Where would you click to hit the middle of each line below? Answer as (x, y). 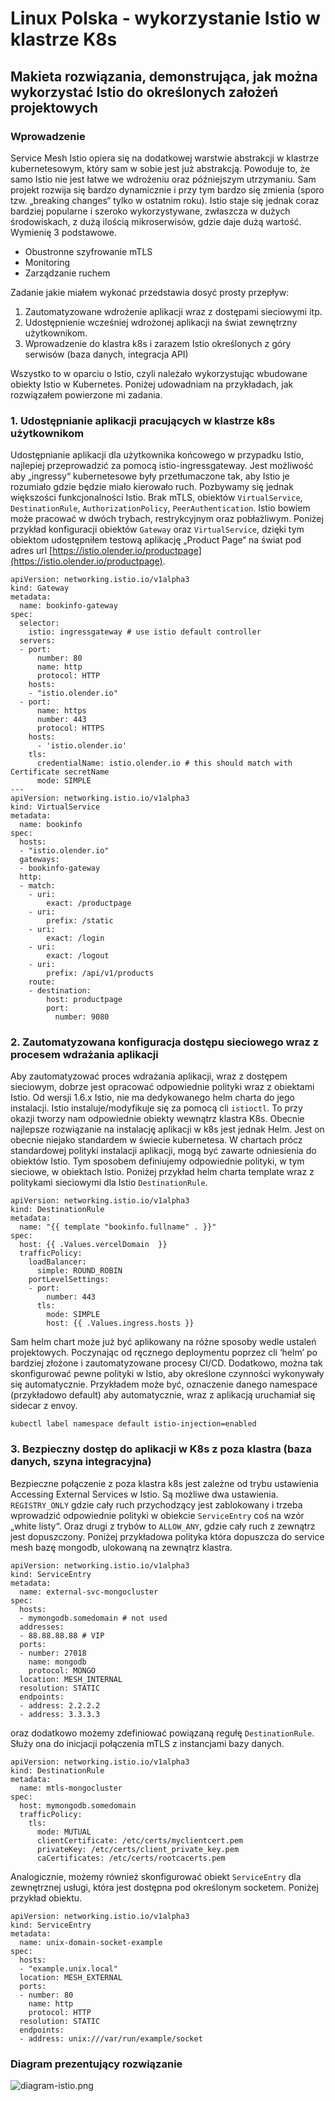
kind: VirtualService (55, 807)
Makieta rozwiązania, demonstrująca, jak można (164, 76)
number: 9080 (82, 1017)
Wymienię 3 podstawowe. (64, 232)
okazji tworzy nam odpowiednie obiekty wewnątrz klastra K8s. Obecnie (157, 1119)
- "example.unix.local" (68, 1968)
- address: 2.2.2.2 (60, 1705)
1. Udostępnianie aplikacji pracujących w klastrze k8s (143, 420)
